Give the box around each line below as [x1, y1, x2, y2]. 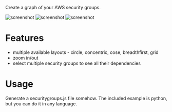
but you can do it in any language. [5, 100, 77, 107]
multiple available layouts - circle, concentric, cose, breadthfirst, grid [12, 49, 159, 55]
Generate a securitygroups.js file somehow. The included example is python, [5, 95, 167, 101]
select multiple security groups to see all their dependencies [12, 60, 141, 66]
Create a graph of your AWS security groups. [5, 5, 101, 10]
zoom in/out [12, 54, 39, 61]
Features [5, 32, 44, 44]
